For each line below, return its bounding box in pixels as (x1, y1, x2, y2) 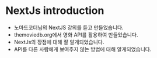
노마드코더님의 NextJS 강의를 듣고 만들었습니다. (13, 24, 124, 31)
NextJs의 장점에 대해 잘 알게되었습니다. (13, 38, 104, 45)
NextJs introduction (5, 4, 104, 17)
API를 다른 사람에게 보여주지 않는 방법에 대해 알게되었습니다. (13, 45, 152, 53)
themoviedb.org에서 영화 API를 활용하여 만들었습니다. (13, 31, 138, 38)
